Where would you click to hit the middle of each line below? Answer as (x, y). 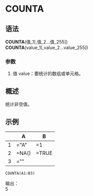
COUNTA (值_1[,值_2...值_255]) (37, 42)
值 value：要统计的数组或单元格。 (48, 73)
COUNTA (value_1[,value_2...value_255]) (47, 48)
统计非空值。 (19, 104)
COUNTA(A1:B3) (20, 173)
